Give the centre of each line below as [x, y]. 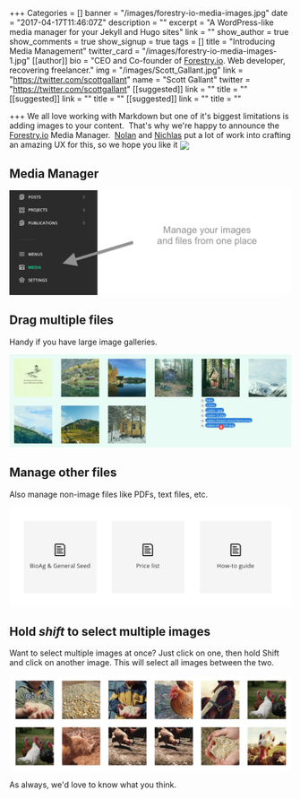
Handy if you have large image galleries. [84, 342]
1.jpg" [20, 61]
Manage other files [63, 473]
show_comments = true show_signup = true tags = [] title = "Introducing [142, 41]
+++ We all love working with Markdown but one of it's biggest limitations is [149, 116]
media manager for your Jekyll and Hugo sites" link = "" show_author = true [149, 32]
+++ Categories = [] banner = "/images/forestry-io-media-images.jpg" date [149, 13]
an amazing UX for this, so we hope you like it [94, 144]
